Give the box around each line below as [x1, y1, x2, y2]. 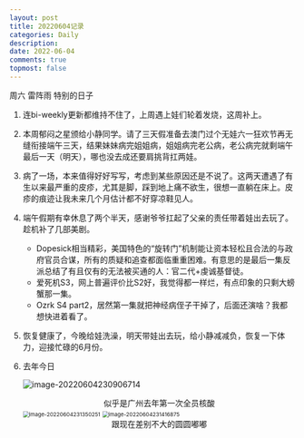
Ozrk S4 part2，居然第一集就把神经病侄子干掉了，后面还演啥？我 [35, 299, 280, 310]
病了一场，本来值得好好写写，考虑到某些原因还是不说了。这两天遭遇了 [22, 170, 286, 181]
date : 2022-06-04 [9, 47, 75, 56]
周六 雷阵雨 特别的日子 [9, 90, 93, 101]
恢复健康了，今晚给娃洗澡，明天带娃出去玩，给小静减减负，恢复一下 [22, 330, 278, 341]
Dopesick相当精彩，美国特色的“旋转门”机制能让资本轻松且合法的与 [35, 242, 286, 254]
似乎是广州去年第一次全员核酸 [103, 397, 215, 408]
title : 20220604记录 [9, 22, 84, 31]
